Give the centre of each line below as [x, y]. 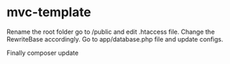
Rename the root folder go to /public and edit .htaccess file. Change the [111, 32]
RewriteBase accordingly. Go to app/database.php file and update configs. [115, 39]
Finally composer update [43, 53]
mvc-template [49, 12]
